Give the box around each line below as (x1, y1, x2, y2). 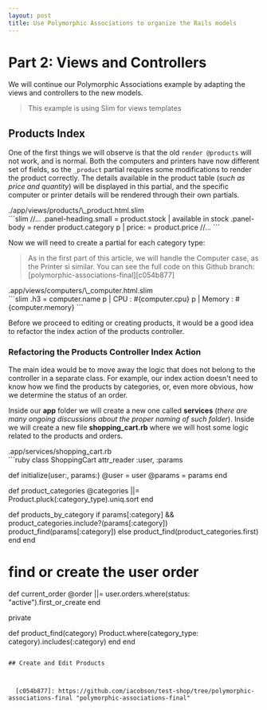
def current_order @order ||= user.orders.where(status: (8, 589, 190, 598)
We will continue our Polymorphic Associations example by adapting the (8, 80, 245, 89)
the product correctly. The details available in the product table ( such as (8, 173, 245, 183)
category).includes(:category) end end (8, 637, 135, 646)
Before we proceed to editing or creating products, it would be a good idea (8, 318, 253, 328)
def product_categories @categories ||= (8, 485, 140, 495)
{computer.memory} (8, 303, 75, 312)
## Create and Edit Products (8, 659, 105, 668)
